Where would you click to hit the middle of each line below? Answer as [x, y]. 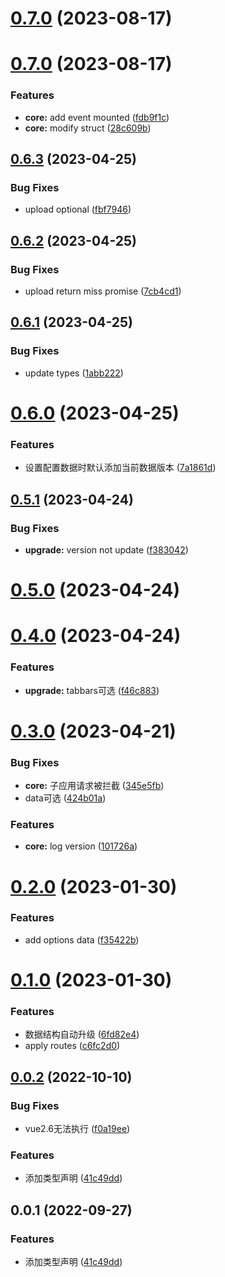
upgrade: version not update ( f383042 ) [106, 549]
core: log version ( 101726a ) [81, 846]
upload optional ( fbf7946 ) [78, 209]
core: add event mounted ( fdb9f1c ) [97, 117]
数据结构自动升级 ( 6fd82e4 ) [82, 1034]
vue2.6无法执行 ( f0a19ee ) [77, 1129]
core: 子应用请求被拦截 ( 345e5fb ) [94, 786]
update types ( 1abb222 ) [74, 373]
